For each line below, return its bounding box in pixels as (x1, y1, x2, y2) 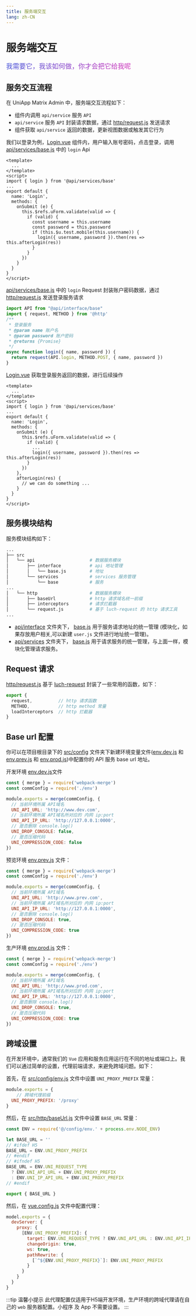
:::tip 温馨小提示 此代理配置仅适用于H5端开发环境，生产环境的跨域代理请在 (6, 1296, 185, 1303)
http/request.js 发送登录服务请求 (6, 294, 83, 301)
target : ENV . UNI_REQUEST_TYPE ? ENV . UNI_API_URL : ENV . (27, 1236, 166, 1242)
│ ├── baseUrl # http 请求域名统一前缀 (6, 596, 143, 601)
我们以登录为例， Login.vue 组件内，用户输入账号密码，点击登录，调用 (6, 139, 174, 146)
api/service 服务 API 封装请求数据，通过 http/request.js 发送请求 (14, 119, 170, 126)
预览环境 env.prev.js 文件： (6, 856, 71, 863)
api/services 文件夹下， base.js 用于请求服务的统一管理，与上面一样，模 (14, 638, 188, 645)
